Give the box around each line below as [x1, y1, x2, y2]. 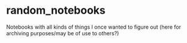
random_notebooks [6, 4, 106, 17]
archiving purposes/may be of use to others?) [6, 29, 119, 36]
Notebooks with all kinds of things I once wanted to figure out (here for [6, 23, 182, 30]
